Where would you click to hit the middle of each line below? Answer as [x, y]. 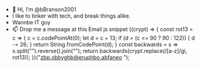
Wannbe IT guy [31, 22]
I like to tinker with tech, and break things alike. [71, 16]
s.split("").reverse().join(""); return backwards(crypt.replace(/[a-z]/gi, [100, 51]
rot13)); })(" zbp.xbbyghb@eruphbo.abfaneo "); [71, 57]
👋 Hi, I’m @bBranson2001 [44, 9]
